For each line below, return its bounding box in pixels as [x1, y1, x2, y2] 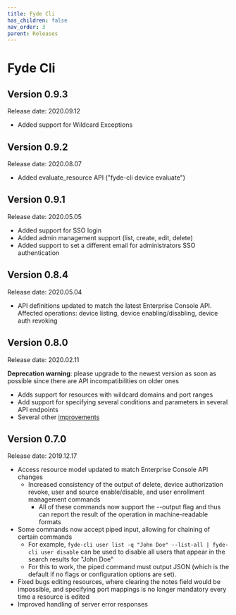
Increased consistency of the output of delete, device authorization [27, 480, 223, 489]
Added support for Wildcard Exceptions [17, 120, 133, 129]
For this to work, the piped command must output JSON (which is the [27, 563, 230, 571]
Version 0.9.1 [7, 194, 66, 206]
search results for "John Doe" [27, 555, 114, 564]
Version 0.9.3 [7, 88, 68, 100]
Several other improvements [17, 413, 100, 421]
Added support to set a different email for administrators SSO [17, 241, 196, 249]
